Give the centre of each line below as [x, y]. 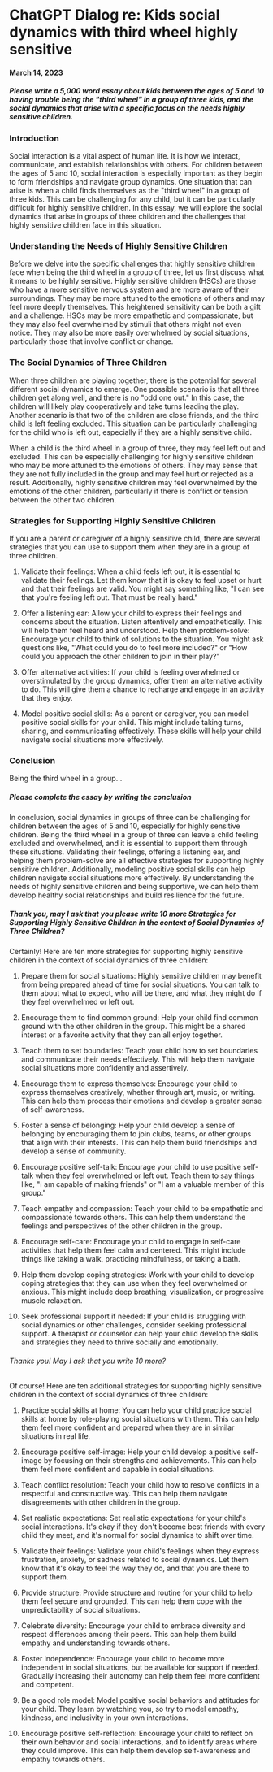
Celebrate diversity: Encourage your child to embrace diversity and [133, 1626]
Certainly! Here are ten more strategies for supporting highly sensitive [126, 952]
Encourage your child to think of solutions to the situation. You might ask [142, 639]
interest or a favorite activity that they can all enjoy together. [121, 1035]
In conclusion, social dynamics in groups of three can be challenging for [130, 818]
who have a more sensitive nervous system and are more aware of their [129, 289]
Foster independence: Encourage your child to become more [123, 1659]
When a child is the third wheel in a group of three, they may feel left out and [137, 448]
